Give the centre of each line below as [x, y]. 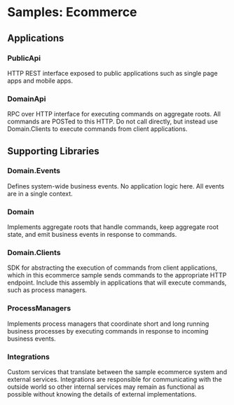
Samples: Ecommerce [73, 12]
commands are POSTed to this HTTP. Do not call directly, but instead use [113, 122]
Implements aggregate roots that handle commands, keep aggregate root [113, 227]
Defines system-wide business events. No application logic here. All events [116, 186]
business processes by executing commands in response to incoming [108, 331]
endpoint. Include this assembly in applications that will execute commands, [117, 283]
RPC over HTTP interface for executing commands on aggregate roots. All [114, 114]
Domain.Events [34, 171]
